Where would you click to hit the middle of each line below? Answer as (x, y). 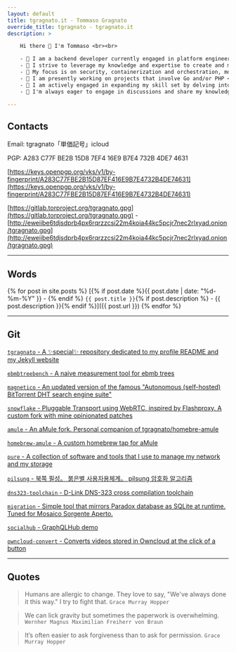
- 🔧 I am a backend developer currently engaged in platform (111, 59)
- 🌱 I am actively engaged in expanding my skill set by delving (118, 85)
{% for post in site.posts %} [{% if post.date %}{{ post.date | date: (103, 291)
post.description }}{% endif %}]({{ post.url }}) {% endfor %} (94, 306)
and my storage (30, 464)
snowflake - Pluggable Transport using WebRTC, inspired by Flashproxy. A (115, 408)
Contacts (28, 126)
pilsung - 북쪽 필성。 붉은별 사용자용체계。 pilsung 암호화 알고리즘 (100, 478)
